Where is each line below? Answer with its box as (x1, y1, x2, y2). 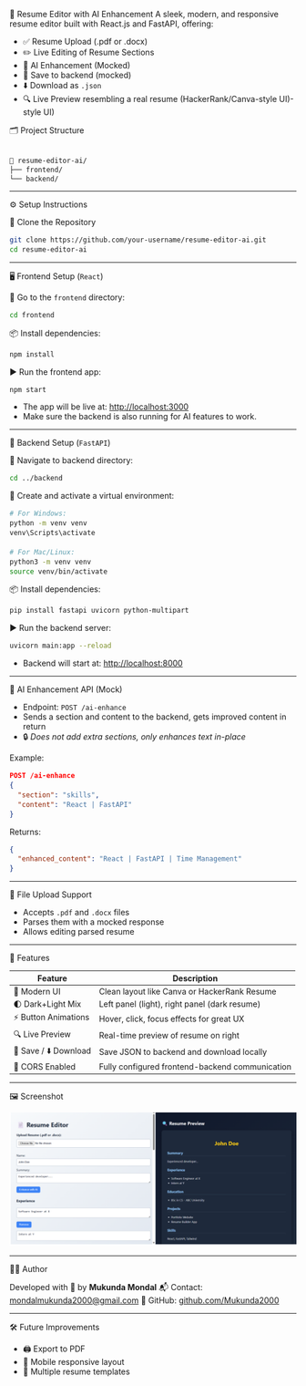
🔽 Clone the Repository (9, 217, 97, 227)
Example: (9, 752, 45, 763)
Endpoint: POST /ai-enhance (22, 702, 127, 713)
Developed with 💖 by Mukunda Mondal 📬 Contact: (9, 1281, 203, 1292)
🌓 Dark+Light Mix (13, 998, 82, 1009)
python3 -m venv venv (9, 557, 92, 566)
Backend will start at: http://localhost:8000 (22, 657, 184, 669)
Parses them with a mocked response (22, 916, 165, 927)
